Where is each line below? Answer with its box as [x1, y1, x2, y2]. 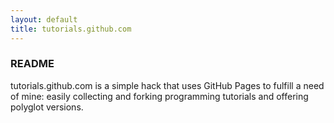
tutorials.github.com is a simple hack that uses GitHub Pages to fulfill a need [10, 79, 325, 91]
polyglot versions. [10, 101, 84, 113]
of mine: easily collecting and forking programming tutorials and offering [10, 90, 309, 102]
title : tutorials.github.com [10, 24, 132, 34]
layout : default [10, 14, 78, 25]
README [10, 57, 55, 71]
